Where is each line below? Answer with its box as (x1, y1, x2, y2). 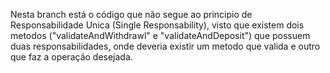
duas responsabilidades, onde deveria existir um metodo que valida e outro (10, 40, 321, 52)
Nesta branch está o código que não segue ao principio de (10, 9, 253, 20)
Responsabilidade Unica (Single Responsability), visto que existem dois (10, 19, 305, 31)
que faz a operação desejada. (10, 51, 133, 63)
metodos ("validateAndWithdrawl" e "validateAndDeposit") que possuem (10, 30, 311, 41)
